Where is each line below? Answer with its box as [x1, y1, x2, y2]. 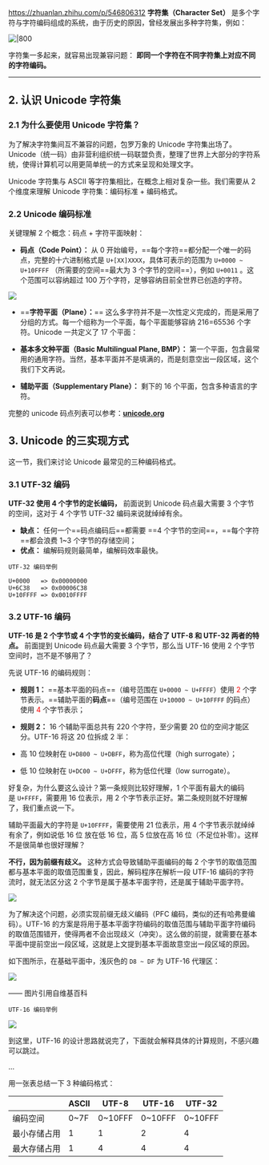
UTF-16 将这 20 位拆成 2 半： [34, 732, 130, 742]
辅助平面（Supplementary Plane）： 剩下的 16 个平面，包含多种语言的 [19, 381, 251, 391]
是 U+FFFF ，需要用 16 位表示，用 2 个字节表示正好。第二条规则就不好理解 [8, 793, 248, 803]
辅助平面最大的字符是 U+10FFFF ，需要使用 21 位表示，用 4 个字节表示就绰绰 [8, 820, 255, 830]
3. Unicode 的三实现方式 [8, 434, 130, 448]
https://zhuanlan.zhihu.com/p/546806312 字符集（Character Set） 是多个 [8, 8, 253, 17]
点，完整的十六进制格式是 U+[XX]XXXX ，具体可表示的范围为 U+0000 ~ [19, 255, 243, 264]
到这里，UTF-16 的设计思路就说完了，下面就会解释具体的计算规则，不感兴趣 [8, 1036, 259, 1046]
